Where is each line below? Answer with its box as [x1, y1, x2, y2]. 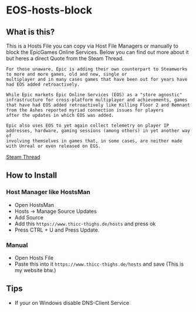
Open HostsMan [14, 201, 55, 208]
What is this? [6, 27, 55, 37]
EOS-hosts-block [6, 4, 93, 17]
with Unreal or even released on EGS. [6, 143, 101, 149]
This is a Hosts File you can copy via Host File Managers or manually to [6, 42, 179, 49]
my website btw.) [14, 266, 56, 273]
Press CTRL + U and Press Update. [14, 226, 100, 233]
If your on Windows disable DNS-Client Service [14, 299, 130, 306]
